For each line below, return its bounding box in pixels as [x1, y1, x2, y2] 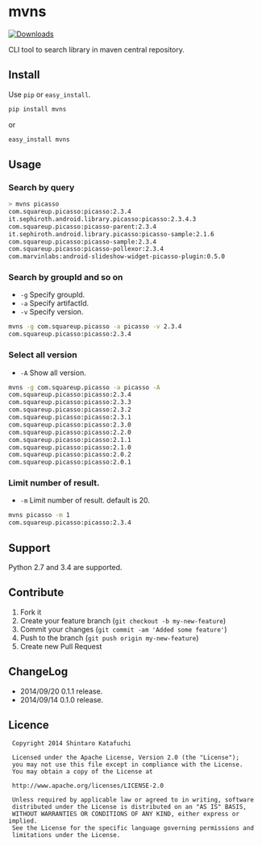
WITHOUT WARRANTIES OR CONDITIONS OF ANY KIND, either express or [11, 810, 240, 819]
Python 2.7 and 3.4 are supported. [8, 563, 123, 573]
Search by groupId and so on [8, 272, 123, 283]
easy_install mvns [8, 135, 70, 144]
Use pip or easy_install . [8, 90, 91, 99]
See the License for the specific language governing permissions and [11, 824, 254, 832]
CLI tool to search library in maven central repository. [8, 44, 185, 54]
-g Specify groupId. [19, 290, 85, 300]
